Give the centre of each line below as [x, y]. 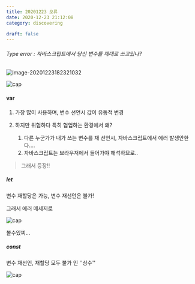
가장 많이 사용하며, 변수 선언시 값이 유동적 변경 [69, 112]
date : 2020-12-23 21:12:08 [40, 17]
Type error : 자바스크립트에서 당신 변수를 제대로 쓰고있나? [74, 53]
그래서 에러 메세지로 [29, 208]
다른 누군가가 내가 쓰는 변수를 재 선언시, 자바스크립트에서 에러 [96, 137]
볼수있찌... [18, 232]
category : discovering [34, 23]
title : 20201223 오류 [32, 12]
